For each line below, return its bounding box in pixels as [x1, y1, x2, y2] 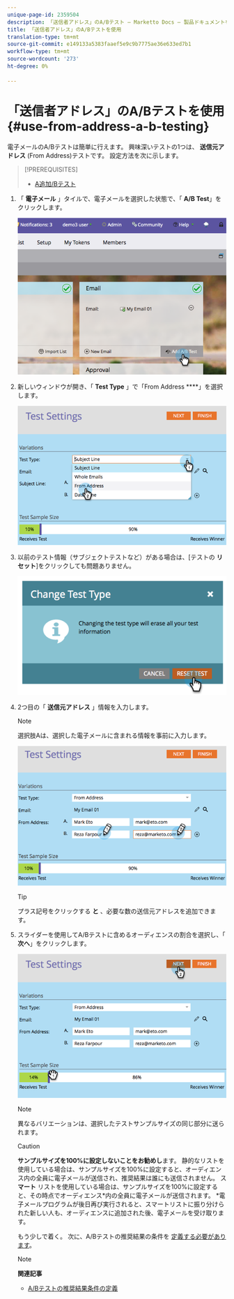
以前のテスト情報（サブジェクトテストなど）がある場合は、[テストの [17, 553, 215, 562]
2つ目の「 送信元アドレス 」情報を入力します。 [17, 703, 153, 712]
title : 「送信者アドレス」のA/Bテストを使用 [7, 26, 122, 33]
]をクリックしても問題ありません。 [36, 562, 136, 570]
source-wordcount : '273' [7, 56, 79, 63]
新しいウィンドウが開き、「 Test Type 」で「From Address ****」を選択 [17, 382, 223, 391]
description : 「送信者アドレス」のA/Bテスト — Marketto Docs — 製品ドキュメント [7, 18, 226, 26]
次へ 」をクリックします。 [17, 939, 91, 947]
